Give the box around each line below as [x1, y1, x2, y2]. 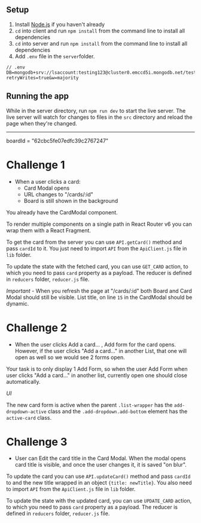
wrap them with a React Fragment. [6, 226, 92, 234]
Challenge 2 [6, 321, 68, 334]
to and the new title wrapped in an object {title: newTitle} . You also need [6, 479, 192, 486]
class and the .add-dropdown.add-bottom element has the [47, 408, 188, 415]
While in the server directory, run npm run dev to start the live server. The [6, 107, 186, 114]
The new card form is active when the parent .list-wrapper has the [6, 401, 173, 408]
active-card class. [6, 414, 52, 421]
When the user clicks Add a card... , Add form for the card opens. [14, 340, 176, 348]
